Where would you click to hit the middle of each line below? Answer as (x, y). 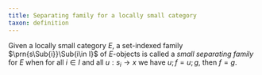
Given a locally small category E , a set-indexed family (96, 45)
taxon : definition (39, 23)
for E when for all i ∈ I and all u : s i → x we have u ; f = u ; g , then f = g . (123, 63)
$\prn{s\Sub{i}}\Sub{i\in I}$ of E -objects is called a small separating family (131, 54)
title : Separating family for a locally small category (102, 15)
